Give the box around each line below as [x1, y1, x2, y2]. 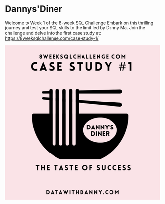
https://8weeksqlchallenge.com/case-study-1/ [5, 35, 99, 41]
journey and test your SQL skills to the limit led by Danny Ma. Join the [5, 25, 146, 30]
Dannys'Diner [5, 3, 62, 15]
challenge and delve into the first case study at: [5, 30, 102, 36]
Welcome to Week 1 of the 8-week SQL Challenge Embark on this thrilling [5, 20, 154, 25]
